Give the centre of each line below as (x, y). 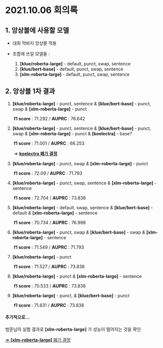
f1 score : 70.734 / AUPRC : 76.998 (50, 222)
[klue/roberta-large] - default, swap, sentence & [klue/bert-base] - (82, 207)
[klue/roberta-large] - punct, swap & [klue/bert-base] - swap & (79, 232)
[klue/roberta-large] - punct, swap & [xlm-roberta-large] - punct (80, 163)
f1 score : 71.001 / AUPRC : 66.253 (49, 143)
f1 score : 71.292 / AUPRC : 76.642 (50, 118)
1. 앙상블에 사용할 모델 (37, 30)
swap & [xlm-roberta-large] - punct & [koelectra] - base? (72, 133)
